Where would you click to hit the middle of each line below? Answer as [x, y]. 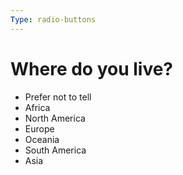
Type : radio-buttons [53, 19]
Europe [39, 128]
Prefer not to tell [58, 97]
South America [55, 150]
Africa [37, 107]
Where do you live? [92, 68]
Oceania [42, 139]
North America [55, 118]
